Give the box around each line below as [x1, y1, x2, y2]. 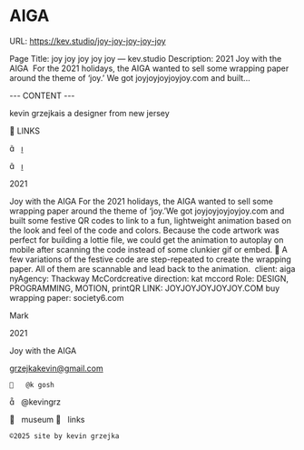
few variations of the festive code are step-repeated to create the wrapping [9, 254, 292, 265]
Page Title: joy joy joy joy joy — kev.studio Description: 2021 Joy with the [9, 53, 282, 64]
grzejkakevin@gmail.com [9, 363, 103, 374]
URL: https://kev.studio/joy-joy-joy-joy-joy [9, 35, 166, 46]
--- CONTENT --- [9, 90, 75, 101]
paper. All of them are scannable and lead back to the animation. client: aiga [9, 263, 296, 274]
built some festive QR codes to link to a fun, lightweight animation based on [9, 215, 292, 225]
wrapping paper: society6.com [9, 292, 124, 303]
